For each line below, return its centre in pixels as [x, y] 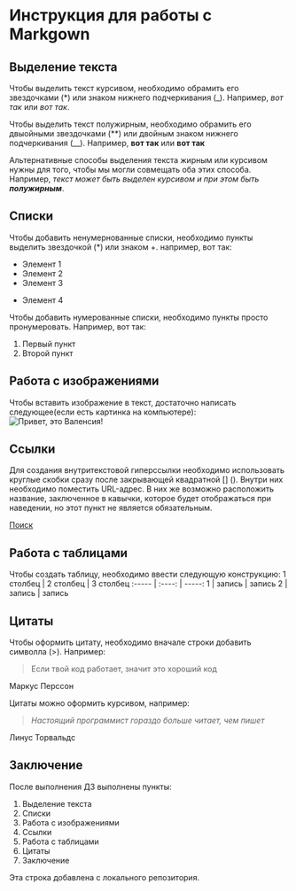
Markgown [50, 34]
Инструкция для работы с [111, 15]
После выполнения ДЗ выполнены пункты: [91, 786]
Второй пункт [47, 353]
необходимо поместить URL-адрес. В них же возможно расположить [142, 489]
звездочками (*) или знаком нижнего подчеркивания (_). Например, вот [146, 97]
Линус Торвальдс [43, 738]
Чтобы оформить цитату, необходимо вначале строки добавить [130, 642]
